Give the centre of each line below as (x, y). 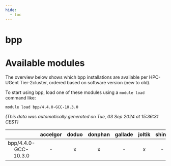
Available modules (45, 63)
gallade (124, 134)
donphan (99, 134)
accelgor (51, 134)
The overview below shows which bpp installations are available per (77, 77)
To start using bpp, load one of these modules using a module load (75, 92)
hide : (11, 10)
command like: (21, 97)
